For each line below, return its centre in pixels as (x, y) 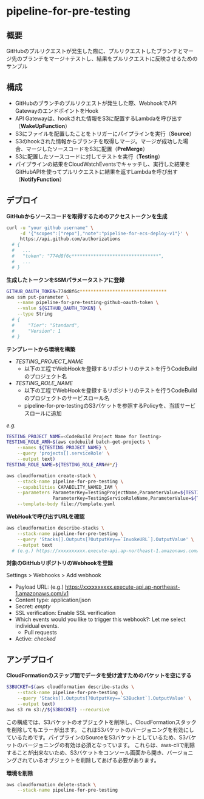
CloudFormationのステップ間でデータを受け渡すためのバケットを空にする (99, 675)
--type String (35, 314)
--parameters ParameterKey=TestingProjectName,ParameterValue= (99, 493)
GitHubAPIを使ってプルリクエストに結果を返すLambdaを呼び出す (96, 171)
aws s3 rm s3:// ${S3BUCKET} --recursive (58, 709)
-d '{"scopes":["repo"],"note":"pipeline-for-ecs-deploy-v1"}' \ (104, 233)
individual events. (37, 626)
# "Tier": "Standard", (46, 325)
